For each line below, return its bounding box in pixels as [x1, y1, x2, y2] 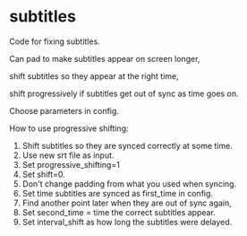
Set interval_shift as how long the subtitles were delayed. [21, 216, 233, 227]
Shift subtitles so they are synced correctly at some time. [21, 140, 233, 151]
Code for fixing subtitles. [9, 36, 100, 47]
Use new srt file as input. [21, 150, 115, 161]
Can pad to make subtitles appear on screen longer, [9, 53, 200, 64]
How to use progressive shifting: [9, 123, 129, 134]
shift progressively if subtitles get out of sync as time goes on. [9, 88, 239, 99]
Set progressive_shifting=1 [21, 159, 121, 170]
